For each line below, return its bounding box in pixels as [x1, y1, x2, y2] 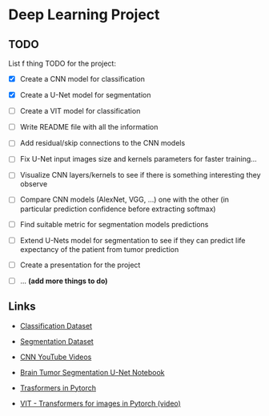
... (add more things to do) [19, 276, 108, 286]
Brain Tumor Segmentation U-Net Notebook [19, 367, 166, 377]
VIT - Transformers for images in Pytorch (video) [19, 398, 182, 408]
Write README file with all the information [19, 122, 159, 132]
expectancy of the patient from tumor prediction [19, 244, 179, 254]
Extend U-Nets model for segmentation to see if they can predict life [19, 235, 246, 245]
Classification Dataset [19, 321, 93, 330]
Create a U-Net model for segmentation [19, 90, 151, 100]
